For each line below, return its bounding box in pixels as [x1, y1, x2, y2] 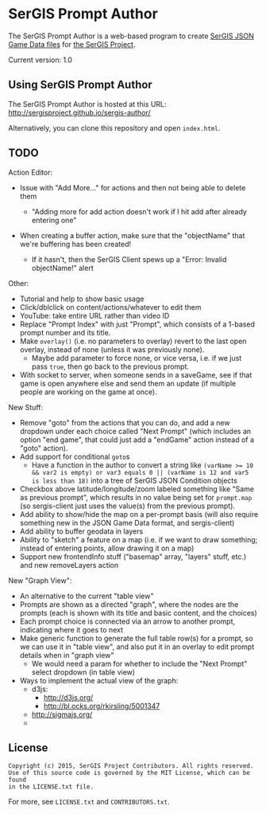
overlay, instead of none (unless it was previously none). [19, 344, 205, 354]
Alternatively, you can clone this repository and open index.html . [8, 123, 221, 132]
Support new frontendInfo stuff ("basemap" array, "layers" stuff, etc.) [19, 551, 247, 562]
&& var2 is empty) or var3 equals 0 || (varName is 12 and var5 [31, 468, 249, 476]
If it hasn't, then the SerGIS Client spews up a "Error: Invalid [31, 254, 227, 264]
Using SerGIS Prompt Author [8, 78, 152, 92]
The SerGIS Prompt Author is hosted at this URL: [8, 99, 167, 108]
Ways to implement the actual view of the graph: [19, 675, 179, 685]
